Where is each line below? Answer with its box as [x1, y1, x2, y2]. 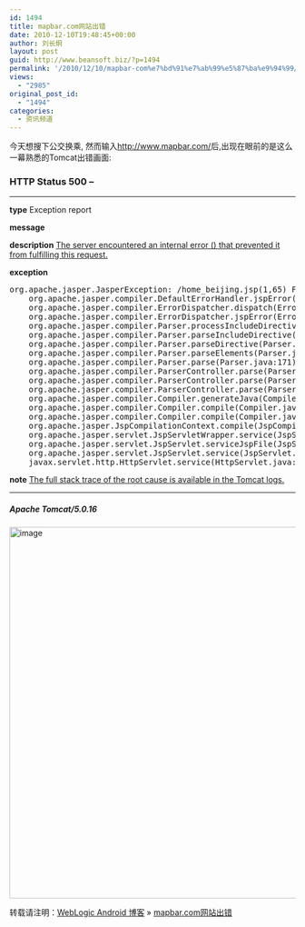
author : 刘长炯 [9, 38, 63, 48]
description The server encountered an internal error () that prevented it [9, 240, 280, 251]
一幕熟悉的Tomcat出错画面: [9, 152, 112, 164]
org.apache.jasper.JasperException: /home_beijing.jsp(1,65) [9, 284, 288, 295]
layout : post [9, 47, 59, 56]
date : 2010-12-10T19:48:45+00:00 [9, 30, 136, 39]
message [9, 222, 45, 233]
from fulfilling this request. [9, 249, 108, 260]
